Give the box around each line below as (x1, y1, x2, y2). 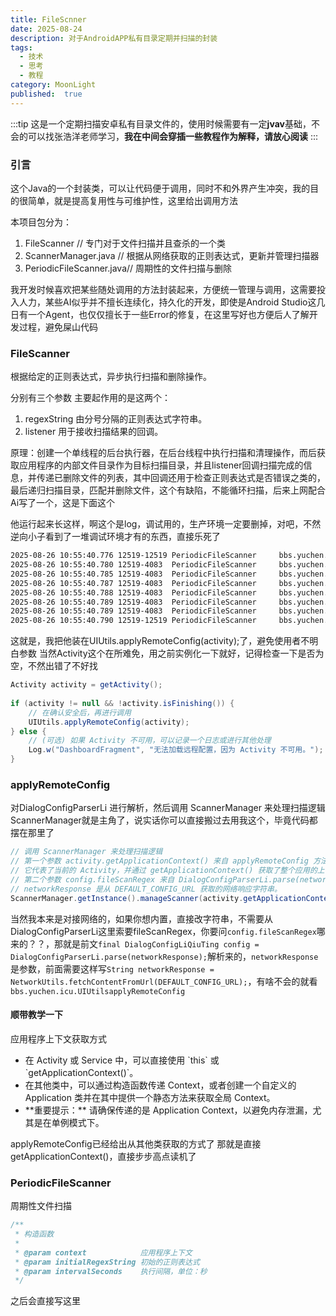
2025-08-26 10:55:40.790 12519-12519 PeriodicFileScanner (10, 616, 257, 626)
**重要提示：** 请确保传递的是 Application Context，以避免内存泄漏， (24, 1104, 313, 1116)
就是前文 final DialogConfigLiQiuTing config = (62, 937, 260, 950)
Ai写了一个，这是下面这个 (10, 497, 116, 509)
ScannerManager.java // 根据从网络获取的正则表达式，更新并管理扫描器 (24, 249, 320, 261)
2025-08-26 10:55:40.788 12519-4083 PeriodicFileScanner (10, 587, 257, 598)
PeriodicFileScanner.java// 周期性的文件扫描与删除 (24, 262, 233, 274)
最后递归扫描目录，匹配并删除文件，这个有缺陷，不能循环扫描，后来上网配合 (10, 484, 326, 496)
